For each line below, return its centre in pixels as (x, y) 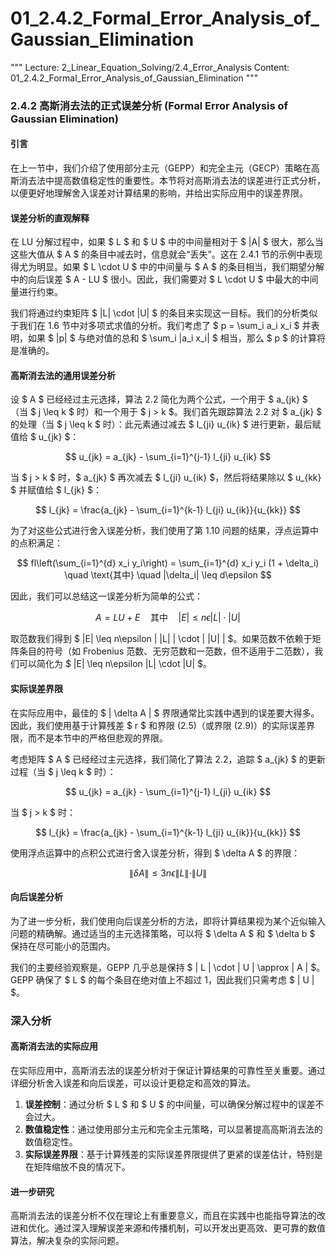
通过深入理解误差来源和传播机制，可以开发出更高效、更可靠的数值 (189, 1228)
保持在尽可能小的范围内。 (63, 946)
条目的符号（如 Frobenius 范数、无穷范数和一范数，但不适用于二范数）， (166, 651)
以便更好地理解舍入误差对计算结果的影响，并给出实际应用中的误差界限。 (159, 193)
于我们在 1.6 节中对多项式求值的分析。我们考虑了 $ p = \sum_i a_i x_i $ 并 (161, 326)
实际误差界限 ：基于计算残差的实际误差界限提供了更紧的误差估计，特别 (169, 1154)
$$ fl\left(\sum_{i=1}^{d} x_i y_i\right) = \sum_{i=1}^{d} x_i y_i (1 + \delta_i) (168, 563)
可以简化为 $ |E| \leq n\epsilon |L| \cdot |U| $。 (115, 664)
